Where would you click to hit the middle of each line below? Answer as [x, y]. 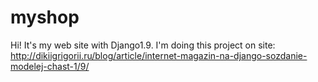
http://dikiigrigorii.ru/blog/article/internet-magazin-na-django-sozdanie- [159, 55]
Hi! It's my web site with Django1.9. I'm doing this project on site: [143, 45]
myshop [45, 17]
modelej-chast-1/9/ [50, 66]
